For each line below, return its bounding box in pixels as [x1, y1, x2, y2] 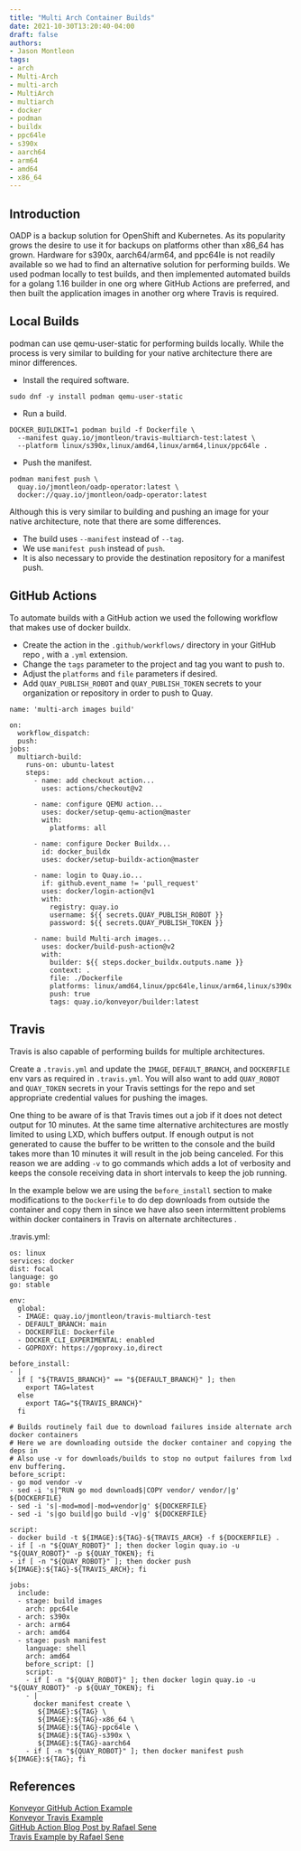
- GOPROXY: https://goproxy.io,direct [17, 1343, 164, 1352]
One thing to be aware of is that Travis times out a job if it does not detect [9, 1109, 283, 1120]
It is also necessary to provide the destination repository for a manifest [22, 552, 286, 563]
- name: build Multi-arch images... [32, 934, 171, 943]
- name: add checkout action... [32, 776, 155, 785]
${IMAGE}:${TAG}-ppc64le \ [37, 1723, 140, 1732]
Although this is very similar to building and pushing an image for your [9, 506, 269, 517]
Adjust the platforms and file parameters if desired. [22, 668, 218, 678]
